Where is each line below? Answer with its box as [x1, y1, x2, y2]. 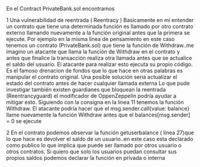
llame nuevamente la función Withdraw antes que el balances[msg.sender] [6, 111, 190, 118]
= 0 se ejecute [6, 118, 42, 124]
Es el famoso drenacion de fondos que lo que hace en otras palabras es [6, 67, 183, 74]
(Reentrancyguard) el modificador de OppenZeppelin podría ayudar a [6, 92, 177, 99]
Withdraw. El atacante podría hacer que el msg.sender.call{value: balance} [6, 105, 190, 112]
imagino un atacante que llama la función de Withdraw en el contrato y [6, 48, 180, 55]
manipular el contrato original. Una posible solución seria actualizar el [6, 74, 178, 80]
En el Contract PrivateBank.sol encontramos [6, 5, 115, 12]
